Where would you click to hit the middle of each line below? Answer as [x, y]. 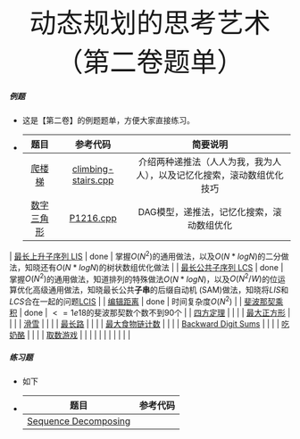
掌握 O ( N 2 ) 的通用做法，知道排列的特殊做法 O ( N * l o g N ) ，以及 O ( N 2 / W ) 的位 [144, 278]
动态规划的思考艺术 [150, 23]
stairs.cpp [93, 180]
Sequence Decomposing [79, 421]
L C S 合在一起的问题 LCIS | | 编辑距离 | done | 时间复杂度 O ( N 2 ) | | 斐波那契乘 [146, 301]
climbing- [93, 169]
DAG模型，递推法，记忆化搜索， [206, 211]
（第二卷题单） [150, 62]
